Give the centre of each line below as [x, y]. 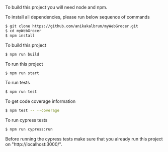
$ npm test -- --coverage [32, 111]
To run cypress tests [26, 120]
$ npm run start [22, 73]
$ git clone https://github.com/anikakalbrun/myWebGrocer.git [72, 26]
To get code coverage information [40, 101]
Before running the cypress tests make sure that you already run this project [84, 139]
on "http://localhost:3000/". [34, 144]
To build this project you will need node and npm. [56, 7]
